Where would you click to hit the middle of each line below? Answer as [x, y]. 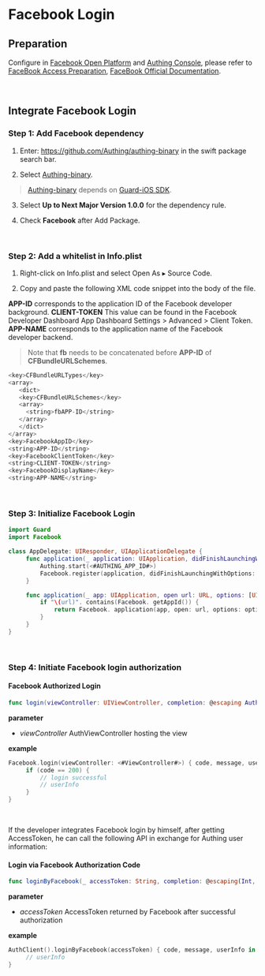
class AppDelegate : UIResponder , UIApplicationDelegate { [105, 552]
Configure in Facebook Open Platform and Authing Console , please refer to [130, 62]
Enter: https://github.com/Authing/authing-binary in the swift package [133, 151]
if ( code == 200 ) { [58, 770]
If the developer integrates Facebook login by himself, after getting [116, 830]
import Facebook [35, 537]
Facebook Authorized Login [54, 686]
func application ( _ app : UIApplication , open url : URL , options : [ [139, 595]
